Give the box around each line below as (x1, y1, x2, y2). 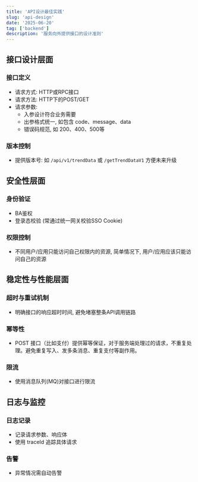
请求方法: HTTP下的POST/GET (14, 96, 90, 103)
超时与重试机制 (6, 294, 49, 302)
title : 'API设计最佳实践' (6, 8, 65, 15)
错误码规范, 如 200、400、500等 (23, 126, 105, 133)
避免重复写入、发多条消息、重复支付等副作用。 (25, 347, 140, 354)
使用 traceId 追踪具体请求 (14, 439, 77, 446)
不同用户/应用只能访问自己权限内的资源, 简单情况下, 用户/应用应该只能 (14, 248, 186, 255)
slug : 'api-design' (6, 14, 55, 20)
